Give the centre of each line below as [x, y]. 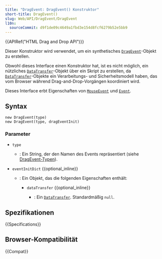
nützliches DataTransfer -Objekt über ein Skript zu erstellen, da [68, 71]
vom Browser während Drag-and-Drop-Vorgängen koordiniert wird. [73, 82]
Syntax [16, 106]
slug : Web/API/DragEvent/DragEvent [41, 19]
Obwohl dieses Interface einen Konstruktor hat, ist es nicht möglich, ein [77, 66]
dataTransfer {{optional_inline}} [59, 188]
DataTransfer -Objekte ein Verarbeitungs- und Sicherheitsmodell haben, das [81, 76]
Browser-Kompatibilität [41, 240]
